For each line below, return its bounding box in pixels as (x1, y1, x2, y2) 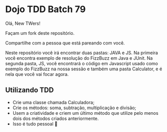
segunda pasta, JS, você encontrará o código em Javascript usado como (5, 60, 158, 66)
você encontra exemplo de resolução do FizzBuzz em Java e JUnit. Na (5, 55, 153, 61)
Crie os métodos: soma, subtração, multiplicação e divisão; (12, 105, 137, 111)
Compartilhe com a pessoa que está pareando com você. (5, 39, 125, 46)
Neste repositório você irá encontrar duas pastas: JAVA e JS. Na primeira (5, 50, 158, 56)
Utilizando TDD (5, 86, 54, 95)
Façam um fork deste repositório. (5, 30, 75, 36)
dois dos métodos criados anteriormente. (12, 115, 99, 121)
